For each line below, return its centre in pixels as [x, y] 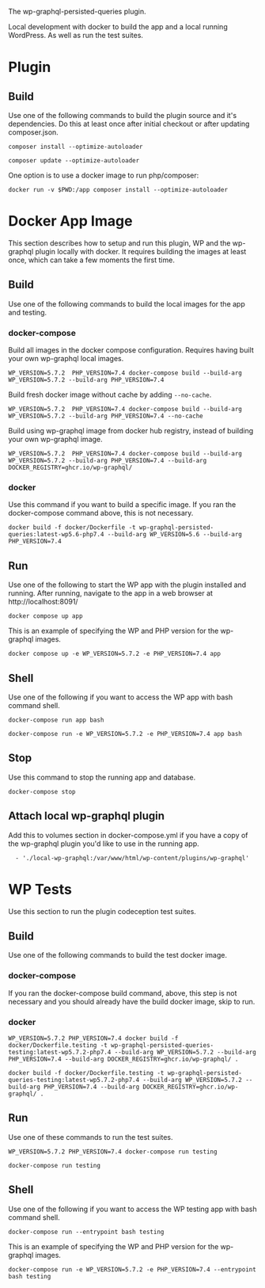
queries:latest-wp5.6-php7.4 [56, 535]
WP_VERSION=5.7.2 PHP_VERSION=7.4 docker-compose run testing [113, 1152]
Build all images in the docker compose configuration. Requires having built [131, 350]
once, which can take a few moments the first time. [92, 260]
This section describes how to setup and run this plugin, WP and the [119, 243]
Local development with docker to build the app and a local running [118, 27]
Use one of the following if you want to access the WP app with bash [121, 697]
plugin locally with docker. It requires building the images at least [141, 251]
